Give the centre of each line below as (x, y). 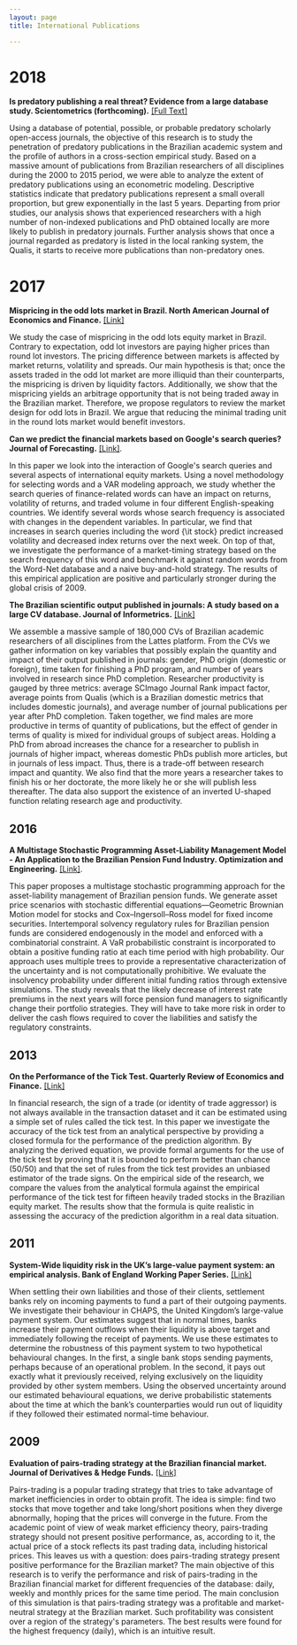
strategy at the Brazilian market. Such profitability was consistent (155, 1611)
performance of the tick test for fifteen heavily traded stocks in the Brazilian (147, 1197)
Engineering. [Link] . (46, 869)
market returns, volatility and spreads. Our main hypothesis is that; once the (147, 366)
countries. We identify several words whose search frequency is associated (147, 513)
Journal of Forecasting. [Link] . (65, 449)
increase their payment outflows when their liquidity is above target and (140, 1329)
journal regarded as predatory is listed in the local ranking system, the (136, 241)
